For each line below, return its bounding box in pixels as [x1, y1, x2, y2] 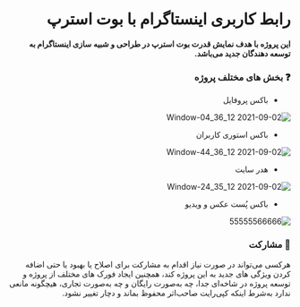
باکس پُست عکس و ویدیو [184, 199, 269, 209]
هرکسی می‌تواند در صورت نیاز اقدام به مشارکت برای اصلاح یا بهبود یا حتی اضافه [25, 259, 291, 269]
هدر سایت [235, 164, 269, 175]
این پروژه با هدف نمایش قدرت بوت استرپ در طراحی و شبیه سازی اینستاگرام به [29, 38, 291, 49]
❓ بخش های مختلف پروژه [193, 71, 291, 83]
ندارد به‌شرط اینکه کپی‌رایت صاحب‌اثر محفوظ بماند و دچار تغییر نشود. [61, 287, 291, 298]
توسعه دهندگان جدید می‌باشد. [194, 47, 291, 58]
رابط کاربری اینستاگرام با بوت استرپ [47, 9, 291, 30]
